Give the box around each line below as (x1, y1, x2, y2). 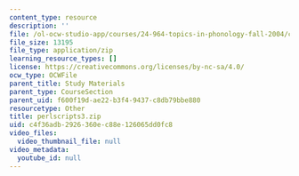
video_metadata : (9, 145, 69, 154)
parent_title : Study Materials (9, 79, 125, 88)
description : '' (9, 21, 69, 30)
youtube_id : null (17, 153, 82, 163)
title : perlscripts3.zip (9, 112, 101, 121)
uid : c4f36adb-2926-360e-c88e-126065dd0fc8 (9, 121, 174, 130)
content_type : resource (9, 12, 98, 22)
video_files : (9, 129, 58, 138)
